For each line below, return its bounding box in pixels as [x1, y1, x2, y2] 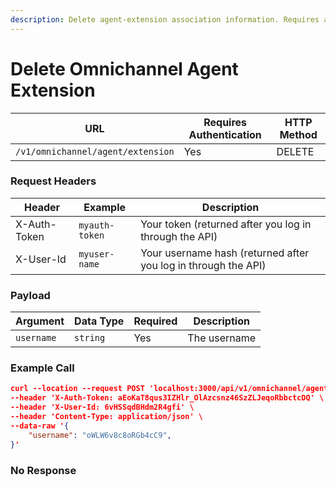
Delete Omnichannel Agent [10, 57, 239, 80]
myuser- [78, 248, 115, 260]
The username [187, 331, 257, 345]
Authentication [188, 127, 262, 141]
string [74, 332, 106, 344]
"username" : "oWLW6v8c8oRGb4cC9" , [28, 430, 172, 440]
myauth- [78, 219, 115, 231]
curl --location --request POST [10, 384, 145, 394]
